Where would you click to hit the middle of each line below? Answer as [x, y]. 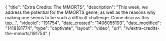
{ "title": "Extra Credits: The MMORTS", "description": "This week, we [77, 7]
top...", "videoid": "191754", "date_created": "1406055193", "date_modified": [83, 23]
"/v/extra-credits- [141, 28]
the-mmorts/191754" [26, 33]
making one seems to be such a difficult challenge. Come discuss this [77, 18]
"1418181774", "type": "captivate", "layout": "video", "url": [64, 28]
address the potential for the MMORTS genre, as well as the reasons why [80, 12]
